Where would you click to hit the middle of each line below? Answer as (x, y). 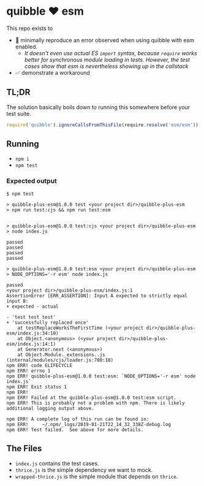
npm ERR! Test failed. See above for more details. (75, 430)
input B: (17, 301)
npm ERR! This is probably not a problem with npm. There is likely (96, 403)
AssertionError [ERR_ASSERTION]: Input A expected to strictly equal (97, 295)
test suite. (19, 113)
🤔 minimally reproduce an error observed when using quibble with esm (105, 40)
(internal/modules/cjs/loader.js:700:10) (60, 360)
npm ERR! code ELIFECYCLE (39, 365)
